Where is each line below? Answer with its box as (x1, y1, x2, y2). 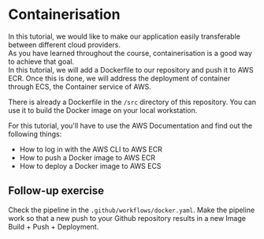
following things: (8, 129, 62, 139)
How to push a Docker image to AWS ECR (19, 152, 156, 162)
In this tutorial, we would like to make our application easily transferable (8, 32, 240, 41)
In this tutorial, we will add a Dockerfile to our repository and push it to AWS (8, 65, 254, 74)
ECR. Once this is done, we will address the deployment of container (8, 73, 231, 83)
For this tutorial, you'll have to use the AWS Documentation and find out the (8, 121, 253, 130)
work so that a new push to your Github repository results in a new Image (8, 213, 247, 222)
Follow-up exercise (8, 184, 105, 198)
